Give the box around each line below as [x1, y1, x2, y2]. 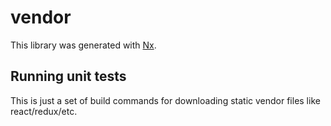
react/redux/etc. [10, 105, 78, 117]
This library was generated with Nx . [10, 39, 157, 51]
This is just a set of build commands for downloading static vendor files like [10, 94, 321, 106]
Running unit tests [10, 68, 127, 85]
